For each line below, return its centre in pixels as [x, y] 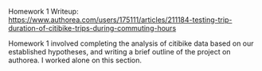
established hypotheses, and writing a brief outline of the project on [119, 52]
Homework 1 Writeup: [43, 11]
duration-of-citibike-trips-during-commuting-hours [92, 28]
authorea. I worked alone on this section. [75, 60]
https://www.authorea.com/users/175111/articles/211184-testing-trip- [120, 20]
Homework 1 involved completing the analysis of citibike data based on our [131, 43]
